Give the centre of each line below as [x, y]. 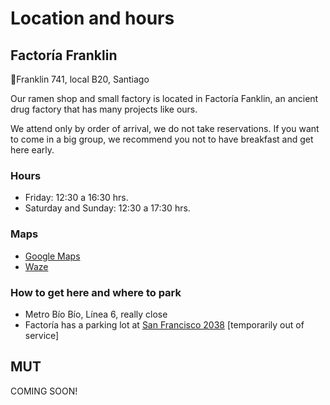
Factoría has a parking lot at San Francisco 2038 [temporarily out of [164, 324]
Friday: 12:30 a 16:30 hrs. [76, 198]
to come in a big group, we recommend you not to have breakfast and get [162, 139]
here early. [32, 150]
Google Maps [52, 256]
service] [42, 335]
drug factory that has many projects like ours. [104, 109]
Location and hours [92, 18]
